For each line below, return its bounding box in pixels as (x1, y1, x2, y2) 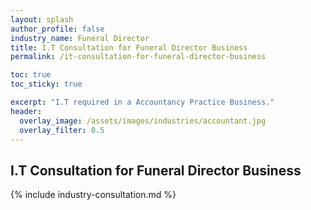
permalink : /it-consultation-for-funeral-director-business (10, 52, 267, 62)
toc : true (10, 70, 52, 80)
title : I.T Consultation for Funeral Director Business (10, 42, 248, 53)
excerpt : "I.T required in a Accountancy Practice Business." (10, 97, 275, 107)
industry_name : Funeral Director (10, 33, 150, 43)
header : (10, 106, 43, 116)
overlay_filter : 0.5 (19, 125, 105, 135)
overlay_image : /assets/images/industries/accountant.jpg (19, 116, 267, 126)
